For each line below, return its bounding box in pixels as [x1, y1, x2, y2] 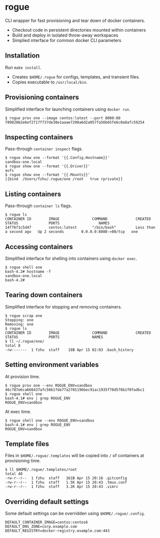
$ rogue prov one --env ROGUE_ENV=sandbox [5, 383, 92, 388]
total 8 [5, 343, 21, 348]
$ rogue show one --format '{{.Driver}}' [5, 164, 90, 169]
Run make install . [5, 64, 42, 70]
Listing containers [5, 190, 61, 198]
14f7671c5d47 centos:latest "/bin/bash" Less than [5, 225, 156, 230]
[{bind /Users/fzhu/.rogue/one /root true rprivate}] [5, 177, 123, 182]
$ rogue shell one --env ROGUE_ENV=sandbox [5, 418, 95, 423]
